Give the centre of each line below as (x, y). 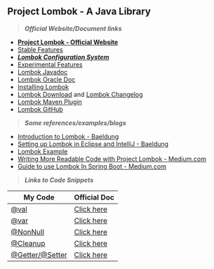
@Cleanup (28, 243)
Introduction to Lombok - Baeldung (68, 136)
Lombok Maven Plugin (50, 102)
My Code (39, 197)
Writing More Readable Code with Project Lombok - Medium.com (112, 159)
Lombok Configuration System (63, 57)
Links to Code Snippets (59, 180)
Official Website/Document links (73, 28)
